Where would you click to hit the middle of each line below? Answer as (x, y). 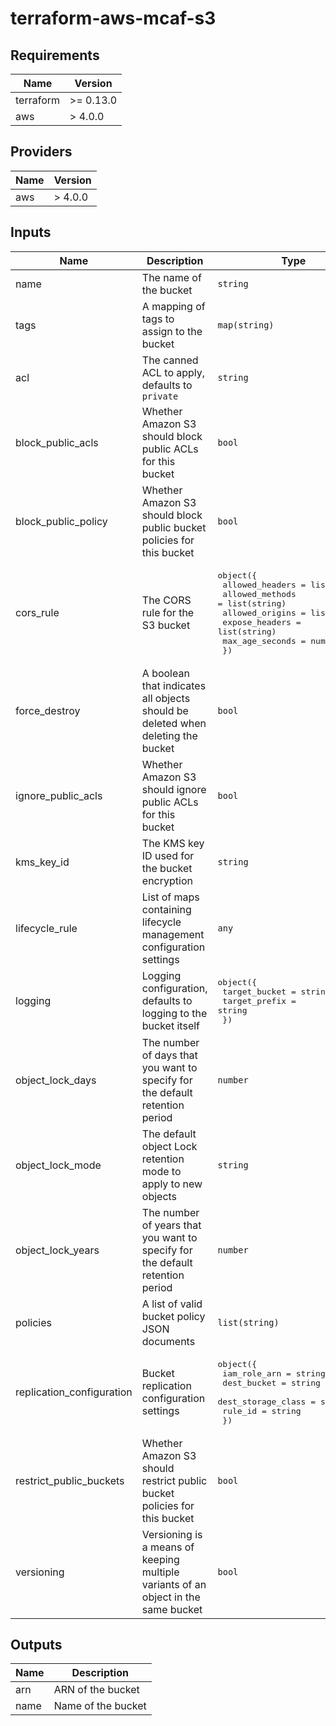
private (160, 396)
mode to (161, 1171)
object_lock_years (57, 1250)
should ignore (174, 789)
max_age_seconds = (264, 640)
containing (166, 909)
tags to (158, 319)
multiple (160, 1572)
